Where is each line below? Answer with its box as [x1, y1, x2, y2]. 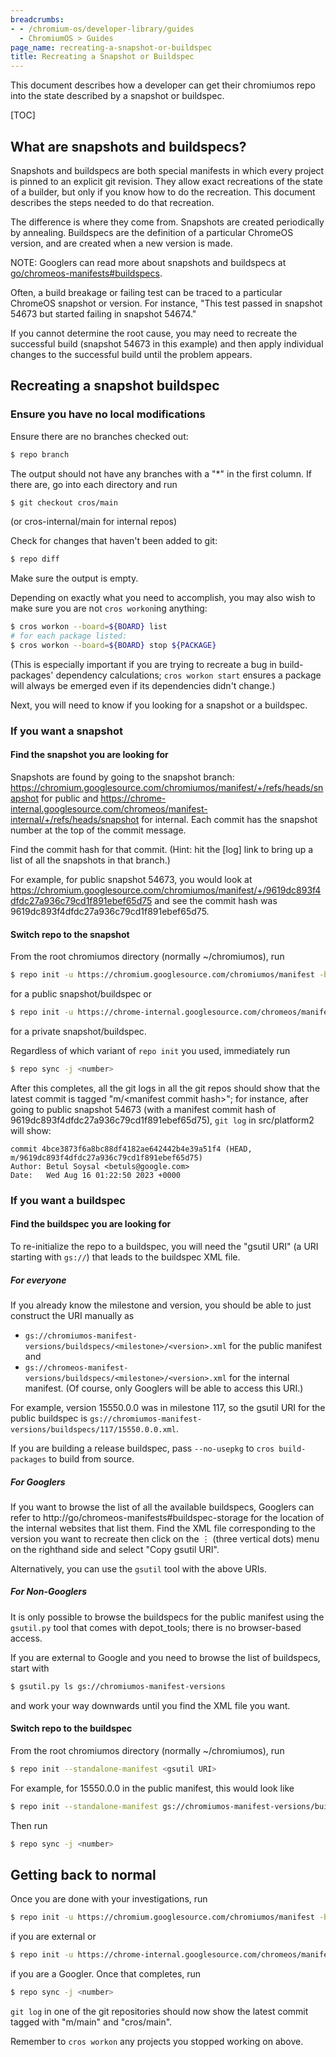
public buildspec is [10, 1412, 88, 1424]
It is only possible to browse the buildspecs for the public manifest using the [10, 1611, 325, 1623]
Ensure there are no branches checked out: [10, 430, 189, 442]
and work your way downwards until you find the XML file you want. [10, 1699, 291, 1711]
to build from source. [48, 1452, 135, 1465]
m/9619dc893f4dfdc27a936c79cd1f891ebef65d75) [10, 1152, 203, 1163]
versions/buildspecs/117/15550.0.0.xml [10, 1424, 177, 1435]
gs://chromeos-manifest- [24, 1362, 129, 1373]
